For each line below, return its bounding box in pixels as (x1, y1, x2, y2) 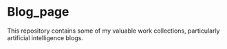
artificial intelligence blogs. (7, 33, 84, 42)
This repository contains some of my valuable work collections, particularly (7, 27, 220, 35)
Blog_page (7, 4, 69, 20)
